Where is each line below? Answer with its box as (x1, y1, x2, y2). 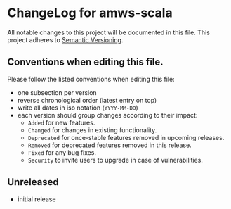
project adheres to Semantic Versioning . (7, 35, 124, 44)
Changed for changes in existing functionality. (27, 125, 157, 134)
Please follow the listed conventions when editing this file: (7, 75, 175, 83)
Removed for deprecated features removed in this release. (27, 141, 192, 149)
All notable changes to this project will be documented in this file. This (7, 28, 211, 37)
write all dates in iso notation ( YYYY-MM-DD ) (17, 103, 138, 112)
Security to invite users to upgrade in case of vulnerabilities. (27, 156, 204, 164)
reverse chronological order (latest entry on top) (17, 96, 157, 104)
